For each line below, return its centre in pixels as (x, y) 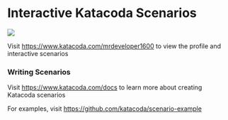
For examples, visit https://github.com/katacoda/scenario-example (104, 109)
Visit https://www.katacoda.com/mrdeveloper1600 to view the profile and (114, 46)
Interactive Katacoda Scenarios (102, 13)
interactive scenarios (38, 53)
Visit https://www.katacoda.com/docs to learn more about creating (105, 87)
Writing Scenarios (39, 72)
